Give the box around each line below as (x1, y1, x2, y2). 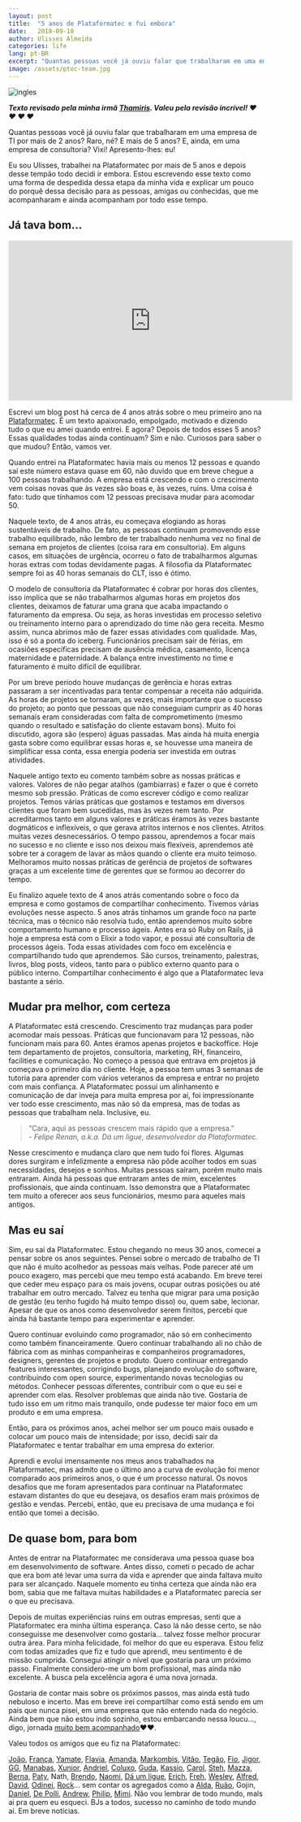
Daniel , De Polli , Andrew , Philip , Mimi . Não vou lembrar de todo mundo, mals (8, 1789, 264, 1798)
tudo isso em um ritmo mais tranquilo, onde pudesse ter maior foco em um (8, 1399, 258, 1408)
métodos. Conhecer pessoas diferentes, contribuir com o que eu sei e (8, 1382, 243, 1391)
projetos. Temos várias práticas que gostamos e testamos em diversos (8, 796, 245, 806)
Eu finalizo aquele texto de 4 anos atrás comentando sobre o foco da (8, 890, 239, 900)
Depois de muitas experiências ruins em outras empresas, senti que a (8, 1612, 242, 1621)
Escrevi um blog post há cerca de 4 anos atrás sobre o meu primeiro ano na (8, 407, 262, 417)
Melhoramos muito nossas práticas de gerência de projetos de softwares (8, 857, 253, 866)
